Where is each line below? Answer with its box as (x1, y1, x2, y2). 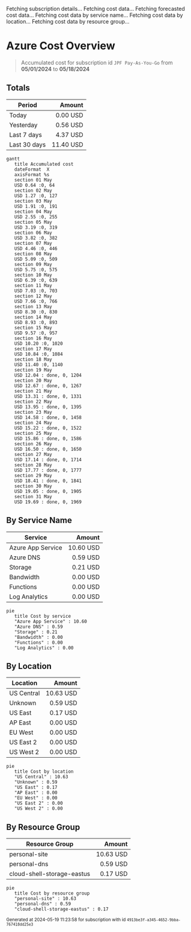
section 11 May (14, 282, 52, 288)
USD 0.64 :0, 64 (14, 182, 55, 188)
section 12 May (14, 293, 52, 299)
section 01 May (14, 177, 52, 183)
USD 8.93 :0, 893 (14, 319, 58, 325)
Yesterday (9, 121, 38, 129)
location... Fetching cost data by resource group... (6, 18, 130, 25)
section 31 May (14, 493, 52, 499)
